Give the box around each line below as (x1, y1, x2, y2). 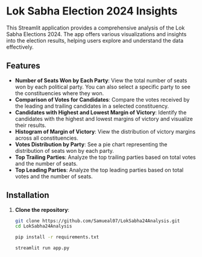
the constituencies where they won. (14, 89, 104, 97)
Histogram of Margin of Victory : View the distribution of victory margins (14, 128, 196, 135)
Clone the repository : (14, 206, 70, 213)
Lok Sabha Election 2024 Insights (6, 4, 178, 18)
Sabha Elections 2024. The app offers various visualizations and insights (6, 30, 187, 37)
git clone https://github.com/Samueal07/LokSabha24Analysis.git (14, 218, 180, 224)
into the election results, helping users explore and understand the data (6, 37, 184, 44)
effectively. (6, 43, 34, 51)
